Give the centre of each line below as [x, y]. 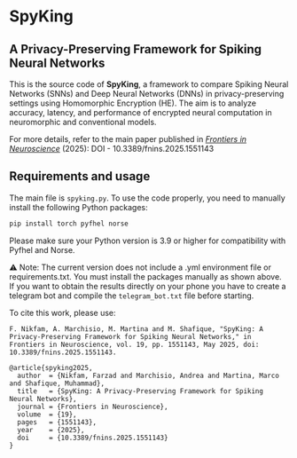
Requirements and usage [80, 176]
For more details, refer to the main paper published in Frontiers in [128, 139]
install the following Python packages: [78, 207]
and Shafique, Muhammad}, [57, 383]
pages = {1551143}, [57, 422]
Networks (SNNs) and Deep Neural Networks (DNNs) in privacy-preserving [147, 94]
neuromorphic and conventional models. [83, 122]
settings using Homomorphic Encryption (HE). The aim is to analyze [133, 103]
